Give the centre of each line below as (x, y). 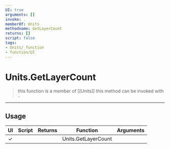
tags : (11, 43)
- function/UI (20, 52)
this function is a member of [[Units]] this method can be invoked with (91, 91)
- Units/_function (25, 47)
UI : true (14, 10)
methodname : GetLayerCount (34, 29)
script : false (20, 38)
